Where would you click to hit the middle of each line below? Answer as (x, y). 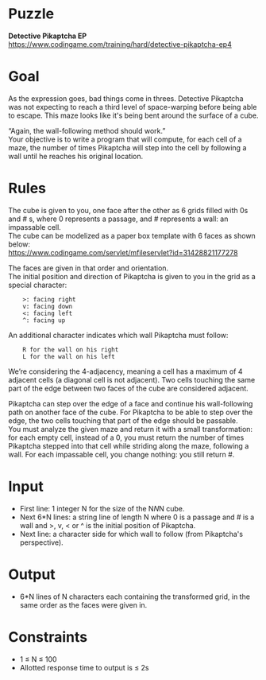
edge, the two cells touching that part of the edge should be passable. (123, 420)
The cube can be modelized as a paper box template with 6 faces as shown (132, 235)
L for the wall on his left (69, 356)
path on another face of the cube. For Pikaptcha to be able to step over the (131, 412)
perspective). (41, 542)
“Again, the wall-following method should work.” (87, 130)
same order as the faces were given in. (83, 604)
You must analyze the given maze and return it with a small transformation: (130, 429)
